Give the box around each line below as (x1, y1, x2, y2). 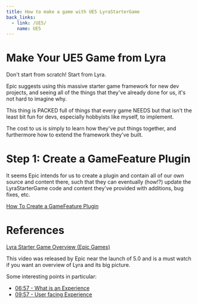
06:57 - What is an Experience (14, 285, 90, 292)
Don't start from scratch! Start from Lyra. (6, 71, 106, 78)
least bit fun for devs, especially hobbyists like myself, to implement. (6, 113, 174, 120)
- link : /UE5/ (11, 20, 47, 26)
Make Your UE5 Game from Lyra (6, 51, 166, 65)
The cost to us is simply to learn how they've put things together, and (6, 125, 177, 132)
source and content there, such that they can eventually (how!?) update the (6, 178, 191, 186)
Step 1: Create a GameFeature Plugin (6, 152, 191, 166)
